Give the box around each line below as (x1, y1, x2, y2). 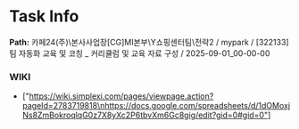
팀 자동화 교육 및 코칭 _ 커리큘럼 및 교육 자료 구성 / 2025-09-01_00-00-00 (9, 47, 270, 59)
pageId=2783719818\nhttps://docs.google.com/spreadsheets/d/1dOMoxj (21, 101, 291, 111)
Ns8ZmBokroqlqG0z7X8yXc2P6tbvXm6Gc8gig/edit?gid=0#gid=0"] (21, 109, 271, 121)
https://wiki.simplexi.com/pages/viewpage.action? (29, 91, 214, 101)
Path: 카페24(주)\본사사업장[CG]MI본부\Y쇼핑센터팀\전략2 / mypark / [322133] (9, 36, 289, 47)
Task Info (9, 6, 79, 27)
